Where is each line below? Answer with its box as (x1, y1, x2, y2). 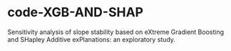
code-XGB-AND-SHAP (7, 4, 144, 21)
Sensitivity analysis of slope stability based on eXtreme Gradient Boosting (7, 28, 225, 36)
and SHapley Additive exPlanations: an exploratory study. (7, 35, 176, 43)
